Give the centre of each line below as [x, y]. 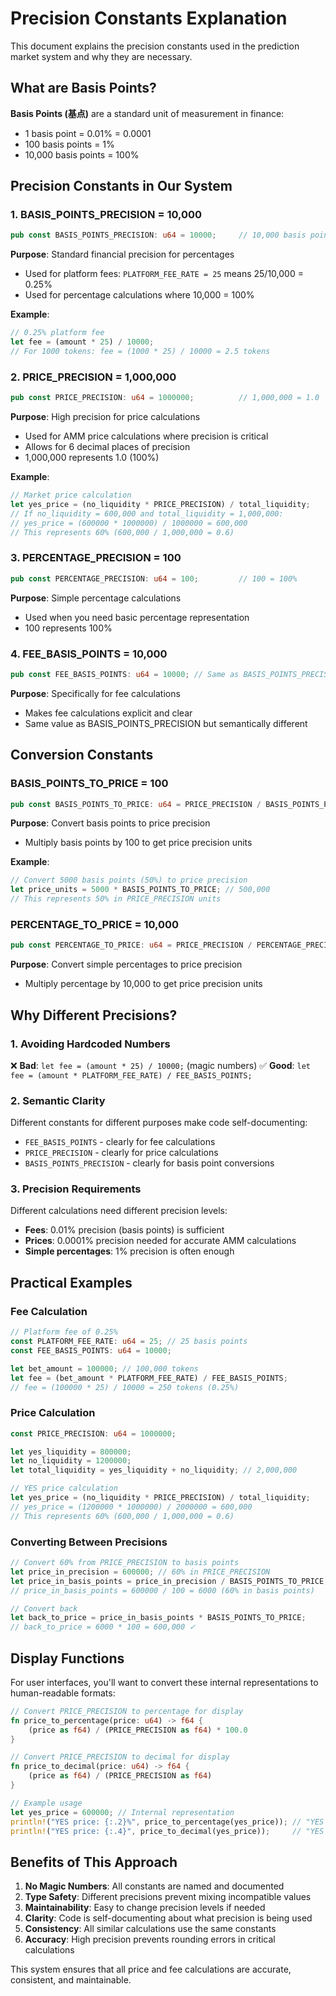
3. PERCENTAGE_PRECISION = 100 [96, 558]
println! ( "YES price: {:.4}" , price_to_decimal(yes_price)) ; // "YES [167, 1831]
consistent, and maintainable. [71, 1980]
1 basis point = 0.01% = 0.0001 [88, 133]
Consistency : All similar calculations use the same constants [150, 1929]
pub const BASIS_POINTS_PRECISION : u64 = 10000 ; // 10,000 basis [158, 235]
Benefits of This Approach [94, 1862]
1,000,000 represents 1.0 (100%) [92, 458]
